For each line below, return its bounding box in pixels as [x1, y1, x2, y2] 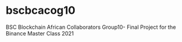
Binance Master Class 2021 [5, 29, 74, 37]
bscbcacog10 [5, 4, 75, 17]
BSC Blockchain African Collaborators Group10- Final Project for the [5, 23, 177, 31]
